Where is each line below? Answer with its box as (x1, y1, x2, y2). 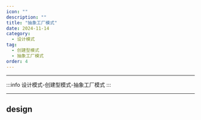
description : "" (6, 14, 47, 20)
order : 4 (6, 58, 28, 64)
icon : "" (6, 8, 28, 15)
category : (6, 31, 31, 37)
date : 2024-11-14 (6, 25, 50, 31)
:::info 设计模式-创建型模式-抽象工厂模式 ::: (6, 81, 111, 88)
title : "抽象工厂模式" (6, 20, 57, 26)
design (6, 104, 33, 114)
